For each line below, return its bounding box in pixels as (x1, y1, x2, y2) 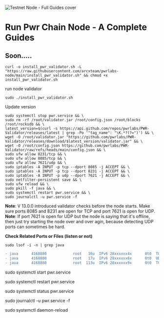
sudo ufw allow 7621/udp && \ (5, 160, 67, 165)
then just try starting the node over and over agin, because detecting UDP (5, 219, 154, 224)
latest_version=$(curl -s (5, 126, 58, 131)
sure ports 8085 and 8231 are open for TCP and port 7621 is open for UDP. (5, 208, 155, 214)
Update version (5, 104, 36, 109)
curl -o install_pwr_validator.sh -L (5, 64, 82, 69)
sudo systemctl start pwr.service (5, 269, 71, 275)
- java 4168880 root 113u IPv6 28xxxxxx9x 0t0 (5, 260, 152, 265)
